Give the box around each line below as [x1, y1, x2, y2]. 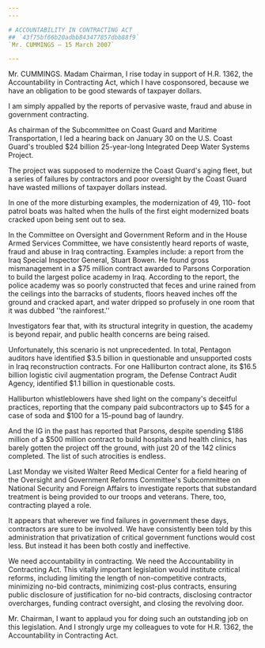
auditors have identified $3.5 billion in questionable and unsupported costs [8, 353, 252, 363]
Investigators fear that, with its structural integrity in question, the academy [8, 322, 253, 331]
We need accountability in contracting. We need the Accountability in [8, 556, 234, 566]
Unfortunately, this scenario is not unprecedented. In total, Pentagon [8, 345, 232, 355]
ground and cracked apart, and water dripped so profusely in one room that [8, 298, 256, 307]
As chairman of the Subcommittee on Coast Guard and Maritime [8, 125, 218, 135]
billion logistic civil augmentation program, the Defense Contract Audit [8, 370, 237, 380]
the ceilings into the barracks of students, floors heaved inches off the [8, 289, 237, 299]
